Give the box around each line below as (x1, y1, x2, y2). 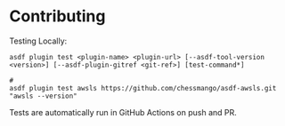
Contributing (9, 6, 106, 27)
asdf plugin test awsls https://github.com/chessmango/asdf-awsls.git (9, 83, 277, 92)
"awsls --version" (9, 91, 77, 100)
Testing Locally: (9, 35, 68, 46)
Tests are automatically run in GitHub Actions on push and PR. (9, 106, 238, 117)
